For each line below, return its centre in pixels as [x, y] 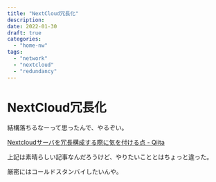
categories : [24, 39]
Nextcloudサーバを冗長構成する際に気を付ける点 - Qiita [86, 143]
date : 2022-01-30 [32, 26]
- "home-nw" [31, 45]
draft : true [24, 33]
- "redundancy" [35, 71]
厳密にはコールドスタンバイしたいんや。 [65, 172]
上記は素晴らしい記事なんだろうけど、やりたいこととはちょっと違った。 [110, 157]
